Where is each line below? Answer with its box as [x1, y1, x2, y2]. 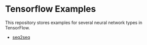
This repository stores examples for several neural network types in [5, 20, 143, 25]
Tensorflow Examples [5, 3, 96, 15]
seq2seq [12, 34, 31, 40]
